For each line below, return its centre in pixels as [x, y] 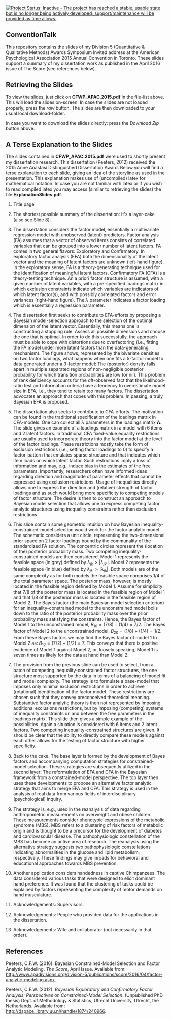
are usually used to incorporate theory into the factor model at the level [88, 439]
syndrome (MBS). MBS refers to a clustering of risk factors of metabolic [88, 825]
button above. [20, 128]
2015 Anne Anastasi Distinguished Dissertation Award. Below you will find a [84, 168]
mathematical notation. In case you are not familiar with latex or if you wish [84, 184]
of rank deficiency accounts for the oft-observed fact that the [77, 380]
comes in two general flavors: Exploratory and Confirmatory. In [79, 251]
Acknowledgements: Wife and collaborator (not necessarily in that [82, 930]
